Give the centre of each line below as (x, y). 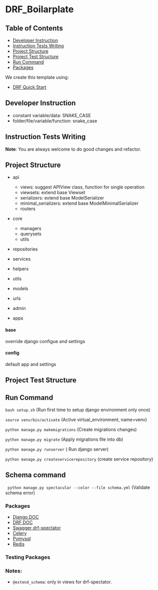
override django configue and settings (45, 341)
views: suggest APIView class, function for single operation (82, 187)
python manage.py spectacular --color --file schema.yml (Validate (79, 487)
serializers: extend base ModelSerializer (62, 198)
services (22, 259)
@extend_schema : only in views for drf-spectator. (62, 582)
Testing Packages (28, 557)
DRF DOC (23, 522)
